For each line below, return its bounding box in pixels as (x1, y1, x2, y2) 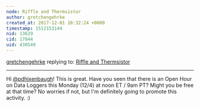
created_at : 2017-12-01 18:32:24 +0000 (6, 20, 105, 26)
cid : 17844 (6, 36, 33, 42)
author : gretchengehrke (6, 14, 65, 20)
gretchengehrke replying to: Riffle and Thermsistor (6, 58, 130, 65)
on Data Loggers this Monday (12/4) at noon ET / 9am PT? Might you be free (6, 81, 194, 89)
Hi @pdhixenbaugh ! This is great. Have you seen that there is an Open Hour (6, 75, 192, 82)
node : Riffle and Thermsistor (6, 8, 82, 15)
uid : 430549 (6, 42, 36, 48)
